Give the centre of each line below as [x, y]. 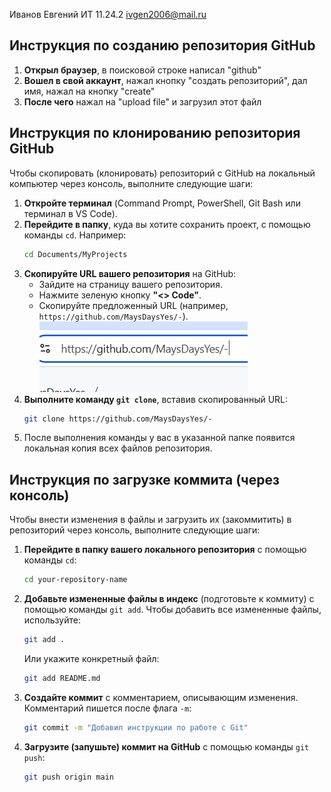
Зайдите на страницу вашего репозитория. [130, 284]
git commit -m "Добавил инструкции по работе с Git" [136, 727]
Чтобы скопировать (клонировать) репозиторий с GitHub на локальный [162, 173]
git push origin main [68, 777]
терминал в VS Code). [70, 213]
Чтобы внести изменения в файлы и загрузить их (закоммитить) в [150, 520]
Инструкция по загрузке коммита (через [144, 479]
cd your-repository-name [75, 580]
